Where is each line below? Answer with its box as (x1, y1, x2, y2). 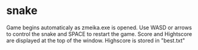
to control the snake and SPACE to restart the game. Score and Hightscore (6, 30, 193, 37)
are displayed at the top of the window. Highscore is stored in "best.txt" (6, 37, 185, 44)
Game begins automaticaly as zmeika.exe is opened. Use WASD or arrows (6, 24, 193, 31)
